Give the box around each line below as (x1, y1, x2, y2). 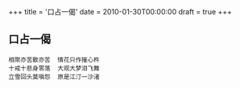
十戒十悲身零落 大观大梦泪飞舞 (8, 64, 100, 72)
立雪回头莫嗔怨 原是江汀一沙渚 (8, 73, 100, 81)
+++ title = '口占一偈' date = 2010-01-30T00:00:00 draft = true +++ (8, 7, 232, 16)
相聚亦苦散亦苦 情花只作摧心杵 (8, 55, 100, 64)
